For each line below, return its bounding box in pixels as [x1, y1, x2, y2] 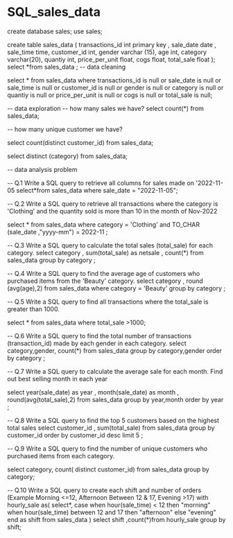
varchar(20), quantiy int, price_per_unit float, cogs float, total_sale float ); [7, 55, 216, 63]
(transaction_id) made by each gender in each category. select [7, 339, 187, 347]
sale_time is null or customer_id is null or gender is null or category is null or [7, 83, 224, 92]
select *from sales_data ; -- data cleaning [7, 62, 126, 71]
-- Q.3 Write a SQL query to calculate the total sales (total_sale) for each [7, 241, 214, 250]
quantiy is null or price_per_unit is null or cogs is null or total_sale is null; [7, 91, 213, 99]
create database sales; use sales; [7, 27, 103, 35]
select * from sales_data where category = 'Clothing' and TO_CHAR [7, 220, 200, 229]
